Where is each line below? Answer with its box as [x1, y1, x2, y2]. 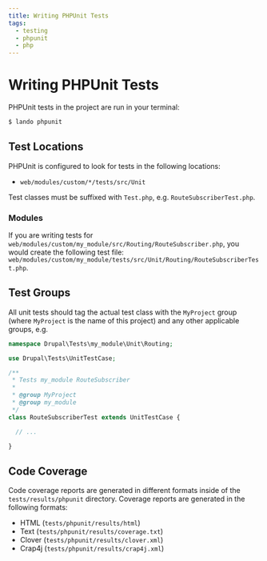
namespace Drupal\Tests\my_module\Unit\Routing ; [8, 339, 173, 348]
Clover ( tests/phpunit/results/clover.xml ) [19, 535, 164, 545]
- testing [15, 26, 48, 34]
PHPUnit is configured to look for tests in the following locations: [8, 161, 221, 170]
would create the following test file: [8, 247, 124, 257]
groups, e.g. [8, 324, 49, 334]
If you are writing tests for [8, 230, 94, 240]
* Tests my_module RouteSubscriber [11, 376, 130, 384]
